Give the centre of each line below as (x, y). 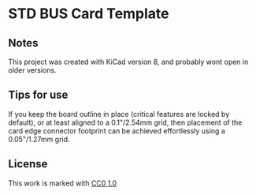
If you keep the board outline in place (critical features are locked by (119, 114)
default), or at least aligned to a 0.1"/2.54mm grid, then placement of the (125, 122)
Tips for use (38, 95)
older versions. (32, 70)
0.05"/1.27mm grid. (39, 139)
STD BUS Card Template (89, 14)
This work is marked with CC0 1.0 (63, 183)
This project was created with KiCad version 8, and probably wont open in (128, 62)
